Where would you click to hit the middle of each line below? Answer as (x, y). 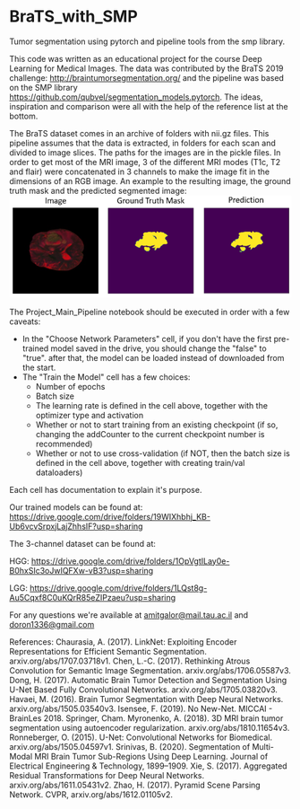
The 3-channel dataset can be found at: (83, 543)
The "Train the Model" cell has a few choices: (106, 377)
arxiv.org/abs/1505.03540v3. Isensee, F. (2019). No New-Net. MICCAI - (141, 708)
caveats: (25, 321)
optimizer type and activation (90, 415)
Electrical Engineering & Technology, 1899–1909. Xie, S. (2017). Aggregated (149, 766)
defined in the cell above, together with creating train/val (140, 462)
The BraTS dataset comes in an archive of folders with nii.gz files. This (139, 133)
